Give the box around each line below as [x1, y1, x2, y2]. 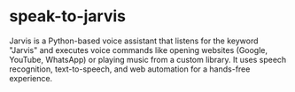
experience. [9, 73, 53, 83]
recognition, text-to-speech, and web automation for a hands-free [9, 64, 251, 74]
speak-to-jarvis [9, 6, 127, 27]
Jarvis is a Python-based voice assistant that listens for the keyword [9, 35, 259, 46]
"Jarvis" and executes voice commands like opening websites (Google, [9, 44, 268, 55]
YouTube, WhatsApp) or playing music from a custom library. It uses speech [9, 54, 287, 65]
